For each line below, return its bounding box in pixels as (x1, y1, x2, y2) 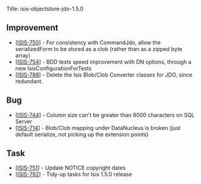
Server (15, 118, 32, 125)
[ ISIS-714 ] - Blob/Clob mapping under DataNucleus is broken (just (15, 124, 181, 131)
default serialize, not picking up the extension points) (15, 131, 149, 138)
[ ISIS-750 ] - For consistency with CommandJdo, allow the (15, 39, 161, 46)
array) (15, 52, 31, 59)
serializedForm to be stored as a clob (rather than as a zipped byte (15, 45, 183, 52)
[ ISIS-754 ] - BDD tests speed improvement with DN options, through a (15, 58, 192, 66)
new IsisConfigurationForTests (15, 64, 92, 72)
